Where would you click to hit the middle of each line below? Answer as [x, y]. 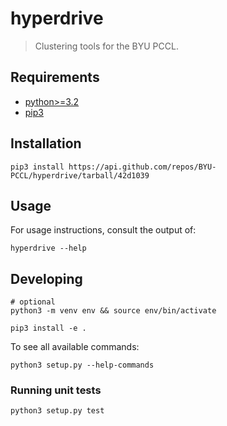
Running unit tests [56, 390]
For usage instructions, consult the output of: [103, 230]
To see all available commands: [75, 347]
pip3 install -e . [48, 328]
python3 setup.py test [57, 411]
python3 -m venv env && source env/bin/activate [113, 311]
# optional [33, 302]
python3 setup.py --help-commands [82, 365]
